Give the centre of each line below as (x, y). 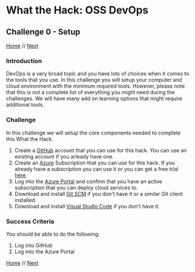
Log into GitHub (33, 245)
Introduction (24, 61)
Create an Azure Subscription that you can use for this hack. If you (95, 163)
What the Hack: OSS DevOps (77, 10)
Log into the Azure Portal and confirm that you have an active (88, 181)
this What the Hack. (30, 139)
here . (21, 175)
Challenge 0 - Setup (43, 32)
